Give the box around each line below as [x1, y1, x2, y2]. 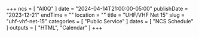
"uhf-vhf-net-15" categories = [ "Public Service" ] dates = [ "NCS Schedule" [6, 18, 194, 24]
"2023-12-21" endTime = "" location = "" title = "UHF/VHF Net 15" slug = [6, 11, 185, 18]
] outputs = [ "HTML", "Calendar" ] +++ [6, 24, 103, 31]
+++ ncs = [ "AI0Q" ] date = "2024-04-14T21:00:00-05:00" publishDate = [6, 5, 188, 12]
